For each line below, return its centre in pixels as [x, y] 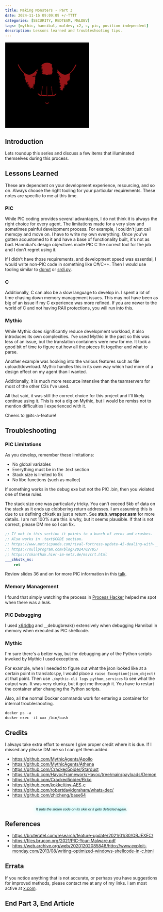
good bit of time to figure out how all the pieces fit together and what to [76, 347]
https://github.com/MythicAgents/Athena [53, 764]
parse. [11, 352]
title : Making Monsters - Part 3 [39, 10]
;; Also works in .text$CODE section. [44, 539]
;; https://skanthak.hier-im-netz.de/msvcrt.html [56, 554]
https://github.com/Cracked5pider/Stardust [55, 769]
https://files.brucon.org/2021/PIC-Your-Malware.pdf [64, 841]
